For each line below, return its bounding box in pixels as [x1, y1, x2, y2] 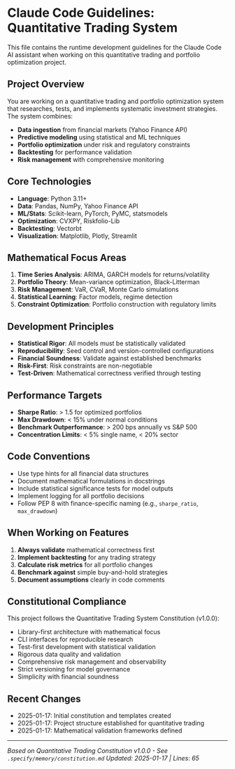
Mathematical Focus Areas [7, 251, 127, 264]
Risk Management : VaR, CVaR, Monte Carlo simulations [17, 286, 179, 294]
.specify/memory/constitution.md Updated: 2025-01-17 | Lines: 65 [7, 754, 199, 763]
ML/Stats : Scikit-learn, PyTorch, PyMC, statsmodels [17, 209, 168, 218]
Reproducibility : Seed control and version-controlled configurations [17, 347, 215, 355]
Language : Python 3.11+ [17, 194, 87, 203]
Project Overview [7, 79, 85, 91]
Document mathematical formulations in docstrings [17, 476, 166, 485]
